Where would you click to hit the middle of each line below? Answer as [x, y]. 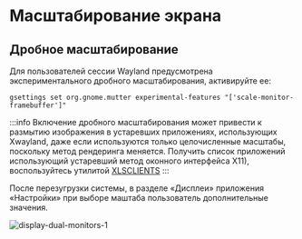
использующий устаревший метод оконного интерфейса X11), [129, 161]
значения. [29, 207]
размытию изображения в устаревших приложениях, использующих [144, 132]
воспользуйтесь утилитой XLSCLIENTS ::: [89, 170]
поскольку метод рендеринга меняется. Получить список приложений [147, 151]
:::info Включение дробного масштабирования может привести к [136, 122]
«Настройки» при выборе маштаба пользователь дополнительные [139, 198]
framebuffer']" [38, 105]
